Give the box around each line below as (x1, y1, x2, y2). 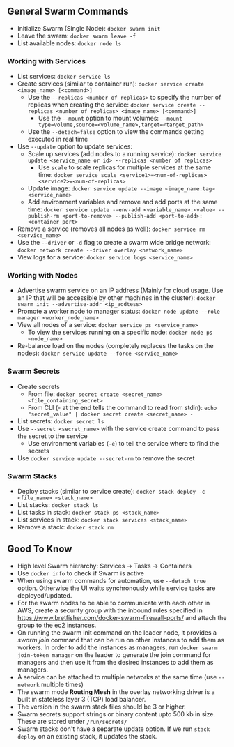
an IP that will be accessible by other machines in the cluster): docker (17, 294, 216, 302)
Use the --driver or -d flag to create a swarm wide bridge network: (17, 239, 211, 247)
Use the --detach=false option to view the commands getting (27, 128, 204, 136)
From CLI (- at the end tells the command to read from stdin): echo (27, 403, 217, 412)
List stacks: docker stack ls (17, 501, 99, 508)
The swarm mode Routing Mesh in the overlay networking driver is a (17, 687, 215, 696)
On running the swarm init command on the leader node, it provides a (17, 628, 217, 637)
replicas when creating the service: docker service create (27, 100, 196, 109)
